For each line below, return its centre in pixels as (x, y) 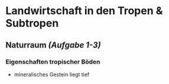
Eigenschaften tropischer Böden (53, 62)
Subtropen (32, 23)
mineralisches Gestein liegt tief (52, 74)
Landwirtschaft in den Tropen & (84, 11)
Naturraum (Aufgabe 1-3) (53, 45)
